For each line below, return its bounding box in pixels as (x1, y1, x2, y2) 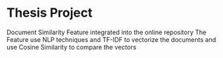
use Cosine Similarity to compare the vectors (6, 43, 137, 51)
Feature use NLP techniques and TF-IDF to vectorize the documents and (6, 35, 217, 43)
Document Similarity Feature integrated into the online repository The (6, 28, 207, 36)
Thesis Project (6, 5, 93, 21)
